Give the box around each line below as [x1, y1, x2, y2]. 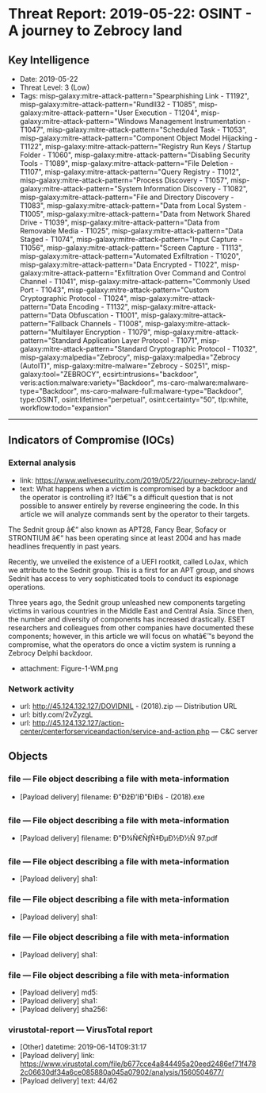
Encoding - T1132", [68, 302, 130, 311]
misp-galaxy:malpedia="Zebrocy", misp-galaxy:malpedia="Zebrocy [19, 352, 241, 362]
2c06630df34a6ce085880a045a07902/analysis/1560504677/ [19, 1068, 224, 1077]
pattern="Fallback [19, 319, 79, 328]
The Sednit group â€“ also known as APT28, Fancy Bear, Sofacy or [8, 525, 227, 534]
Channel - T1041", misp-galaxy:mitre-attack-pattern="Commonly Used [19, 277, 251, 286]
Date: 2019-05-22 [19, 75, 78, 83]
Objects [8, 749, 48, 763]
